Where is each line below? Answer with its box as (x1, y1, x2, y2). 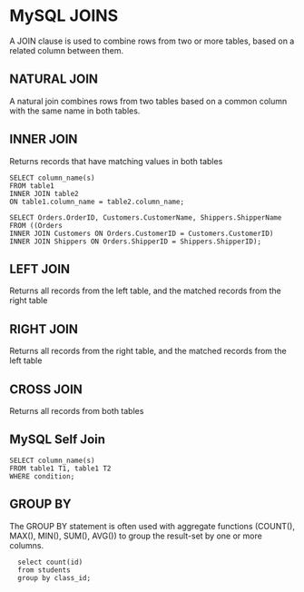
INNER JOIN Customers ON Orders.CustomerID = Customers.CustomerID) (9, 229, 274, 238)
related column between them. (9, 44, 124, 55)
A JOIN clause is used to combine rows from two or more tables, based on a (9, 35, 295, 46)
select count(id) (17, 557, 83, 567)
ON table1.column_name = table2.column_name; (9, 197, 184, 206)
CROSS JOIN (9, 381, 83, 397)
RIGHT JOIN (9, 321, 79, 337)
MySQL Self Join (9, 432, 106, 448)
